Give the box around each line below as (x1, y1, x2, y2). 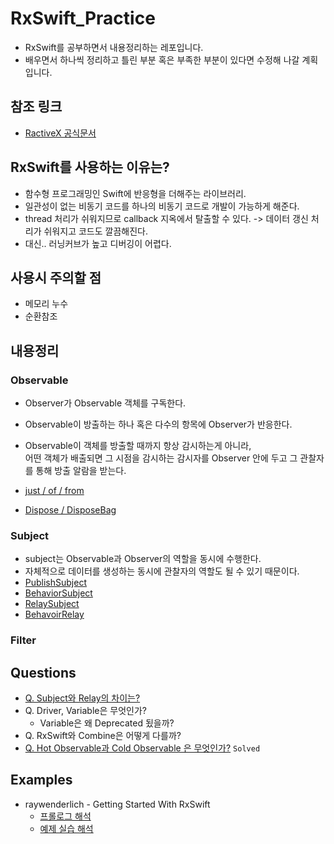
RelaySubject (24, 598, 80, 610)
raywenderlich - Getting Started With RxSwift (24, 798, 211, 810)
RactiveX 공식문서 (24, 127, 97, 139)
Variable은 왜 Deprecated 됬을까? (39, 717, 175, 729)
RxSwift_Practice (10, 7, 156, 30)
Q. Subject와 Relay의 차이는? (24, 692, 141, 704)
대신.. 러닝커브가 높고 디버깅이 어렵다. (24, 237, 172, 249)
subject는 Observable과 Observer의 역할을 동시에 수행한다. (24, 553, 262, 565)
